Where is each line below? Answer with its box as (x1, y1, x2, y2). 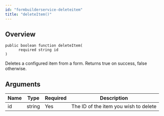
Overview (5, 30, 36, 39)
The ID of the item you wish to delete (71, 103, 157, 110)
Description (99, 95, 128, 102)
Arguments (5, 80, 41, 88)
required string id (18, 47, 58, 52)
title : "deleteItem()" (5, 12, 52, 17)
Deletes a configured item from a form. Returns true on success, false (5, 60, 147, 67)
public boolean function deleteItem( (5, 43, 83, 48)
